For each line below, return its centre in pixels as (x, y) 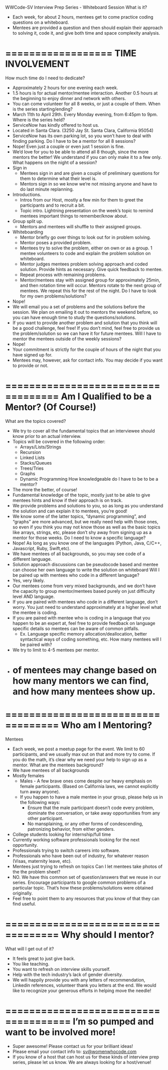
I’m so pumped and (113, 1021)
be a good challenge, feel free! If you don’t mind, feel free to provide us (86, 328)
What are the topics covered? (36, 421)
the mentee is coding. (35, 612)
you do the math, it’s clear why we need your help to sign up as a (79, 760)
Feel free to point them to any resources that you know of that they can (86, 899)
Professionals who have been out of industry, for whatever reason (80, 856)
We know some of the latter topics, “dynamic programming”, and (79, 516)
